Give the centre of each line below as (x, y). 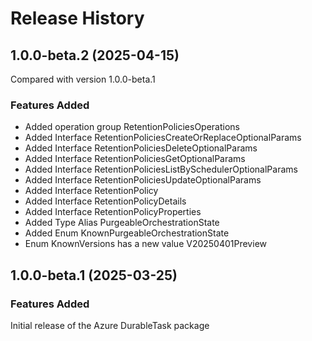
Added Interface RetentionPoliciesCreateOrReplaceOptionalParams (163, 138)
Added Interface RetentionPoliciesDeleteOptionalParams (141, 148)
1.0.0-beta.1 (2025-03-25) (94, 275)
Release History (77, 18)
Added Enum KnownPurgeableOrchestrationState (127, 233)
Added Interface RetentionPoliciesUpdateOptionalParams (143, 180)
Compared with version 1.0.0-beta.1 (83, 79)
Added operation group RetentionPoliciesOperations (132, 127)
